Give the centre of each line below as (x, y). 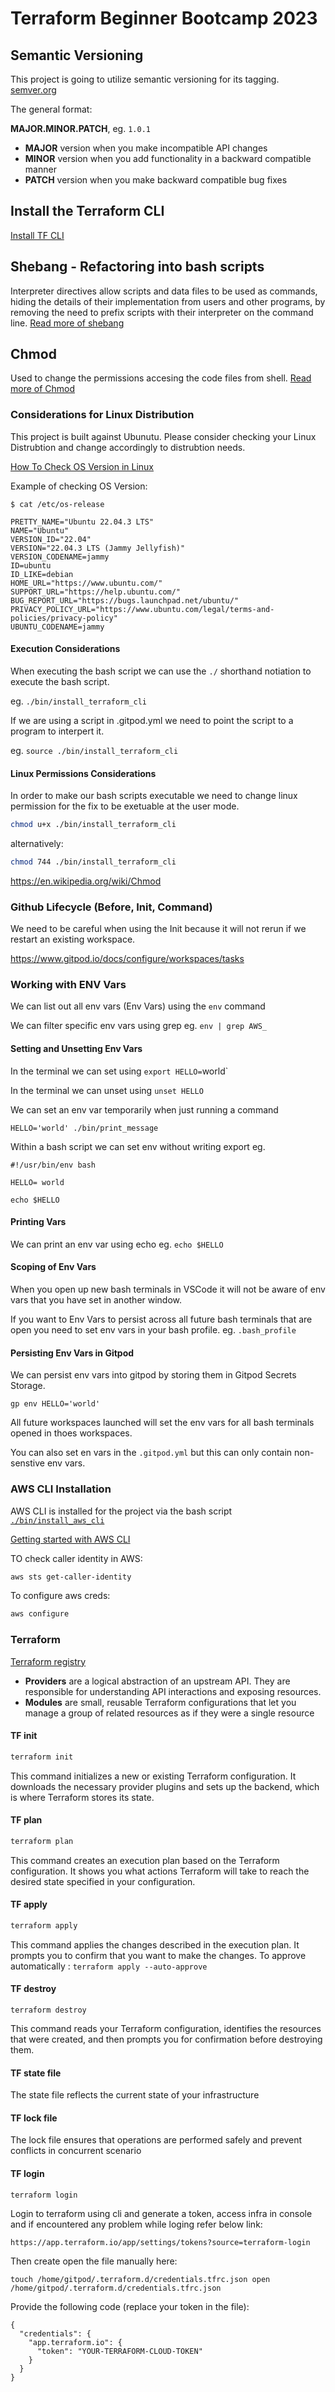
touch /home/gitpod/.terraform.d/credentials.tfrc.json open (140, 2279)
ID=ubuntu (31, 565)
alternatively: (37, 844)
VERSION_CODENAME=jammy (60, 557)
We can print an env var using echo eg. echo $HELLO (117, 1244)
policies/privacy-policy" (64, 618)
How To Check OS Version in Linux (82, 466)
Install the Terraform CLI (87, 211)
